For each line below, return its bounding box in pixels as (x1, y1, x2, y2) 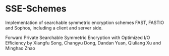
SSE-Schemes (5, 3, 67, 14)
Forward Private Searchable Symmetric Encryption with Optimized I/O (5, 34, 150, 40)
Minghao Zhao (5, 45, 35, 51)
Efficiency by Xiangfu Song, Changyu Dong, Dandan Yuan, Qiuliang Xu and (5, 39, 161, 45)
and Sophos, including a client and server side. (5, 24, 103, 30)
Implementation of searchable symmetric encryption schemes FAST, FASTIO (5, 19, 164, 25)
